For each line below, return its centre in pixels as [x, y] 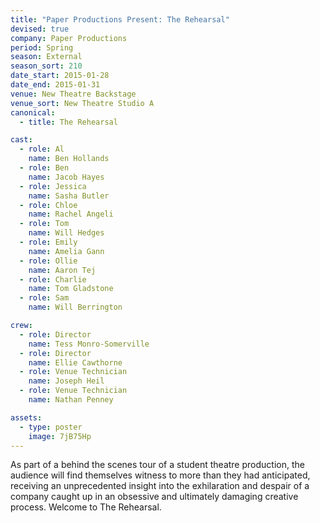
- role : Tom [44, 224]
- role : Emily [48, 242]
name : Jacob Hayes [66, 177]
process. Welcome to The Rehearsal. [86, 507]
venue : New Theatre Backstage [73, 94]
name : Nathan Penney [71, 400]
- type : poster [51, 427]
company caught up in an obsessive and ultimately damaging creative [154, 497]
